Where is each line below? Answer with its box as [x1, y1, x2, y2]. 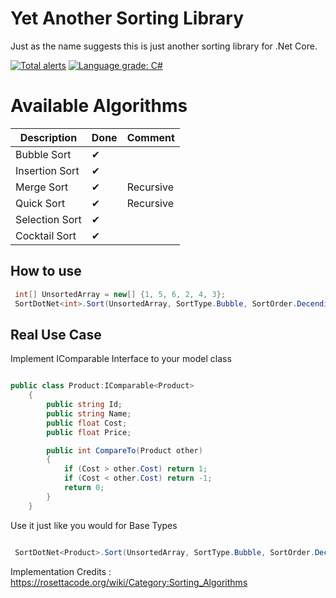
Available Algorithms [10, 95, 188, 117]
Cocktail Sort [15, 228, 77, 242]
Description [19, 130, 78, 144]
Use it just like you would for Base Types [10, 519, 178, 531]
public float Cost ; [46, 418, 128, 428]
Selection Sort [15, 212, 82, 226]
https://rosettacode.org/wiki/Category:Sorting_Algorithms [10, 576, 248, 588]
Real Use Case [10, 326, 102, 343]
